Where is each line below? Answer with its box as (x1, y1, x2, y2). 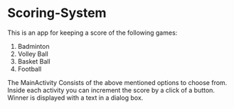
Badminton (17, 42, 50, 50)
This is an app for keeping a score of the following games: (7, 28, 178, 37)
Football (17, 64, 42, 73)
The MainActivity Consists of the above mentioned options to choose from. (7, 78, 228, 86)
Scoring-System (7, 5, 107, 21)
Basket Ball (17, 57, 51, 65)
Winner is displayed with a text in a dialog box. (7, 93, 144, 102)
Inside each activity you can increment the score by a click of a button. (7, 86, 216, 94)
